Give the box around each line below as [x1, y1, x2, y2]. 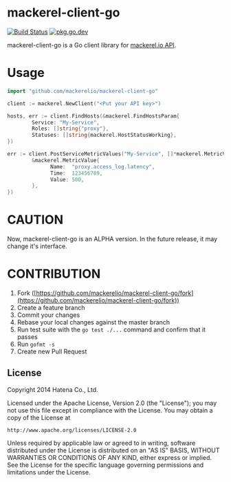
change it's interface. [7, 242, 67, 250]
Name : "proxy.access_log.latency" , [50, 163, 155, 170]
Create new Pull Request [16, 347, 87, 355]
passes [16, 333, 38, 341]
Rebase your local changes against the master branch [16, 318, 170, 326]
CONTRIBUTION [7, 266, 101, 282]
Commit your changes [16, 311, 80, 319]
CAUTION [7, 212, 64, 228]
